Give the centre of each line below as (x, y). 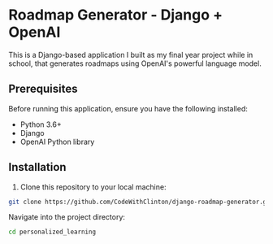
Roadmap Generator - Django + (116, 15)
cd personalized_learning (52, 232)
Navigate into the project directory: (67, 217)
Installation (37, 167)
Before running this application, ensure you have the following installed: (128, 108)
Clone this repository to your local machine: (93, 187)
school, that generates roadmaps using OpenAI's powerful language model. (135, 63)
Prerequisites (43, 89)
